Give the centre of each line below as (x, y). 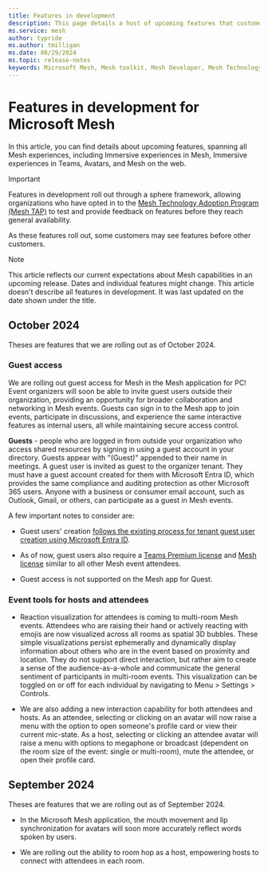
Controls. (35, 694)
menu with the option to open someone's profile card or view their (128, 726)
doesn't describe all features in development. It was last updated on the (126, 292)
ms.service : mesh (37, 30)
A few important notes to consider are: (71, 516)
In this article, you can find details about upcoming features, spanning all (128, 146)
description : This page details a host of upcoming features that (121, 23)
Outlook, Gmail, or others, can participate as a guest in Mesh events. (121, 500)
